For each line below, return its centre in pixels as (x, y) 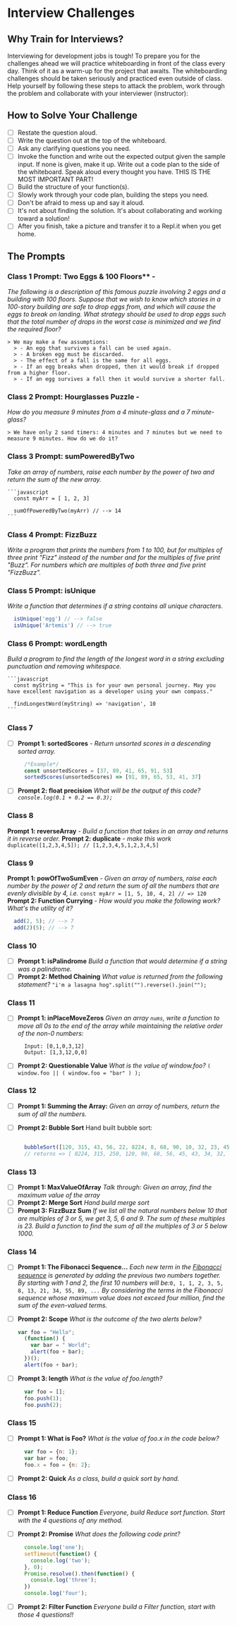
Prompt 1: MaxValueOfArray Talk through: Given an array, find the (115, 1187)
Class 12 (22, 1091)
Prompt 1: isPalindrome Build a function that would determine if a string (122, 961)
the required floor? (34, 329)
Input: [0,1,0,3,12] (54, 1046)
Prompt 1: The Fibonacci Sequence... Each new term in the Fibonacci (120, 1267)
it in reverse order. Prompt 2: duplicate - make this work (89, 838)
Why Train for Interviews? (66, 39)
